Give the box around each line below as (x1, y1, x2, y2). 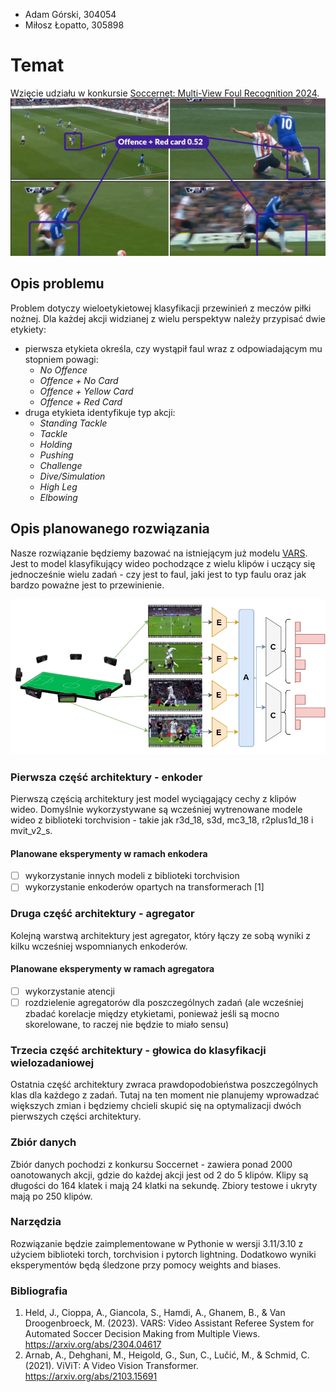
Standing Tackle (39, 417, 108, 429)
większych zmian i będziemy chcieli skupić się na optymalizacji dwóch (10, 1100, 302, 1112)
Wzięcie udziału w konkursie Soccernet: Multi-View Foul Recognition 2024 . (10, 87, 320, 99)
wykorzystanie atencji (24, 985, 115, 997)
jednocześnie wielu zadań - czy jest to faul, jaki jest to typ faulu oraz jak (10, 568, 307, 580)
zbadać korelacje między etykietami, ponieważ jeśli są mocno (24, 1007, 280, 1019)
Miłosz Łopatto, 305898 (24, 19, 125, 31)
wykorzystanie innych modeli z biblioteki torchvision (24, 870, 240, 882)
